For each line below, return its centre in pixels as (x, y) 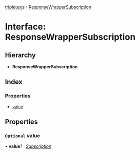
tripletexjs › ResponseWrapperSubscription (48, 7)
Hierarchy (20, 55)
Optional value (23, 136)
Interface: (26, 27)
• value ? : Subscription (28, 146)
